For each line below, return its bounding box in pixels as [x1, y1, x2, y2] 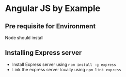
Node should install [5, 35, 44, 40]
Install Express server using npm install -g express [12, 61, 116, 67]
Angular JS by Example [5, 3, 101, 14]
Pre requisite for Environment [5, 22, 96, 30]
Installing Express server [5, 49, 82, 57]
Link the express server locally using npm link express [12, 66, 121, 72]
